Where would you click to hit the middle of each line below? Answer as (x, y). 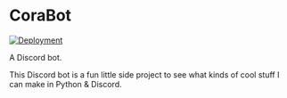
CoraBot (41, 16)
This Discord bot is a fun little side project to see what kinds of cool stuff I (144, 74)
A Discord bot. (36, 57)
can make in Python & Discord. (66, 84)
